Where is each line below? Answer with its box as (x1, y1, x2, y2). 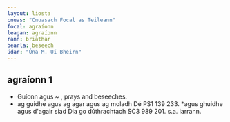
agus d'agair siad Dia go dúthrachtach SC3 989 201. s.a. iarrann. (17, 107, 202, 115)
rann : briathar (7, 36, 51, 43)
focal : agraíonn (7, 23, 54, 30)
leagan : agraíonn (7, 29, 57, 37)
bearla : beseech (7, 42, 54, 49)
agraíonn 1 (7, 74, 53, 86)
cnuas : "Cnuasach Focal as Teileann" (7, 17, 116, 23)
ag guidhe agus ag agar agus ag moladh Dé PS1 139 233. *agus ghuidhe (17, 99, 223, 108)
